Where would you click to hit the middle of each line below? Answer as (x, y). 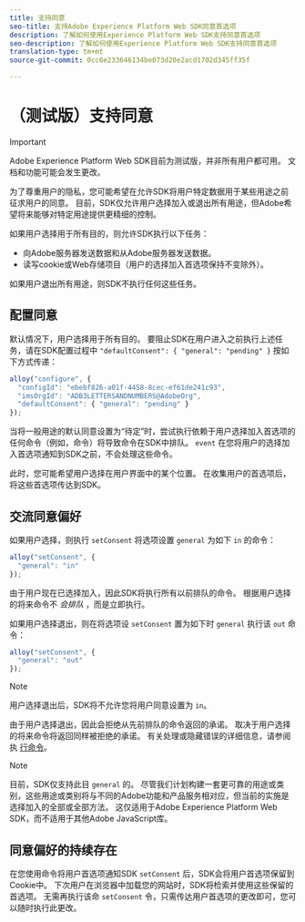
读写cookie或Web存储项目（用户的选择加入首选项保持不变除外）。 (145, 264)
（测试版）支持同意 (81, 116)
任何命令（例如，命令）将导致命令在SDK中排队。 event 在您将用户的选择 (146, 443)
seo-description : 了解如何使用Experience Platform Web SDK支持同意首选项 (143, 43)
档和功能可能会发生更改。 (57, 172)
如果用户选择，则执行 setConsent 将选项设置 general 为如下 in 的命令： (142, 539)
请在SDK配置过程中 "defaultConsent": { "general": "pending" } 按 (153, 350)
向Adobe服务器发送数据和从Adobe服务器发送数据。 (119, 252)
